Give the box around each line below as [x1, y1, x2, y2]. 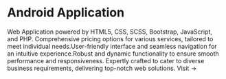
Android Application [7, 5, 125, 21]
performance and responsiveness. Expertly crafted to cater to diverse [7, 56, 205, 65]
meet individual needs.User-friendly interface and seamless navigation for [7, 42, 218, 50]
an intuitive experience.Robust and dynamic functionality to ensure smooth [7, 49, 220, 58]
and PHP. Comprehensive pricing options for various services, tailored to [7, 34, 214, 43]
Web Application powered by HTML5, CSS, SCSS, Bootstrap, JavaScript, [7, 27, 213, 36]
